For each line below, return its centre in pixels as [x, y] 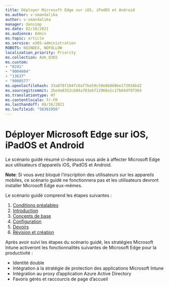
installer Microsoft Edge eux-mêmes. [44, 185]
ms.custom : [17, 62]
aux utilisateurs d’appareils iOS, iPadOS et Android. [59, 165]
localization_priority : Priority [41, 52]
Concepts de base [32, 216]
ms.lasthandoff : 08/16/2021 [35, 105]
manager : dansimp [24, 24]
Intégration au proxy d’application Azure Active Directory [72, 273]
